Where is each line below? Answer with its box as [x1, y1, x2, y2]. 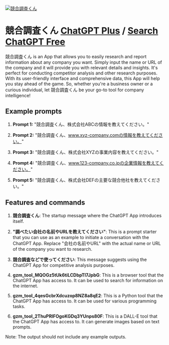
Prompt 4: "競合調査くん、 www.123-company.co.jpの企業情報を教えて [12, 160, 159, 166]
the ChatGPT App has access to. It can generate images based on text [12, 318, 159, 324]
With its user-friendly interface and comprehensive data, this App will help [5, 75, 160, 81]
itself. [12, 218, 24, 224]
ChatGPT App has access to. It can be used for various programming [12, 298, 157, 304]
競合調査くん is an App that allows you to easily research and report [5, 53, 147, 59]
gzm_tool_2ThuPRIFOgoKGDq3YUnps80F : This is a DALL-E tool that [12, 313, 158, 319]
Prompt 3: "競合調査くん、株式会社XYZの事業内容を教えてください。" [12, 149, 159, 155]
